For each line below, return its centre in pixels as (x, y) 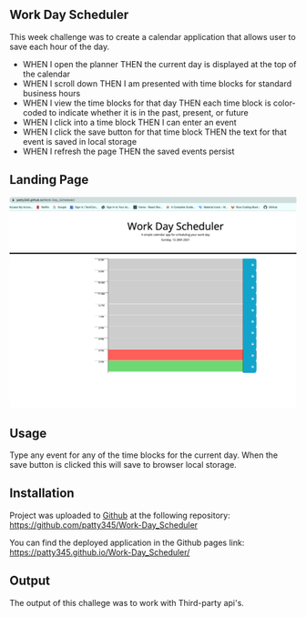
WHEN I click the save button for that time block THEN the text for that (154, 132)
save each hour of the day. (60, 46)
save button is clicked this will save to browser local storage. (123, 465)
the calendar (46, 74)
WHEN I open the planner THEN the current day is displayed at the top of (159, 64)
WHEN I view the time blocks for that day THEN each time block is (147, 103)
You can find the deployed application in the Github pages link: (127, 542)
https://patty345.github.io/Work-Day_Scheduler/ (100, 552)
